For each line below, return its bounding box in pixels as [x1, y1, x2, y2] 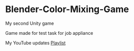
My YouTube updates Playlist [5, 39, 66, 46]
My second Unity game [5, 20, 54, 26]
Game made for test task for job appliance [5, 30, 93, 36]
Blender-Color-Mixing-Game [5, 4, 129, 15]
